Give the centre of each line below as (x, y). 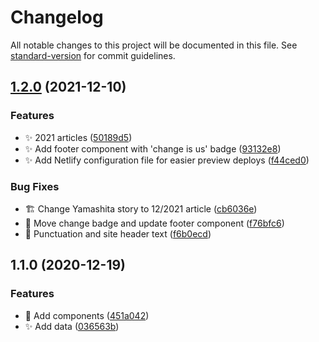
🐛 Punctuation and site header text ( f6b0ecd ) (118, 233)
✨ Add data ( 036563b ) (72, 326)
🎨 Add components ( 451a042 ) (87, 315)
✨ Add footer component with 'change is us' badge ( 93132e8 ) (153, 148)
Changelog (57, 17)
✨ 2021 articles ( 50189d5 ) (78, 137)
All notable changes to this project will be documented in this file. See (154, 45)
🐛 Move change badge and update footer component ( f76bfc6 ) (154, 223)
